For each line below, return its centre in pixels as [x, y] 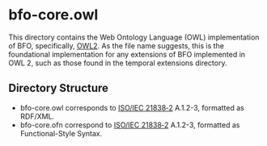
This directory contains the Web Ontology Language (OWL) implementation [134, 37]
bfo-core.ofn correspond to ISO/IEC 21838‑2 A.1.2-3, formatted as [130, 125]
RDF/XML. [37, 116]
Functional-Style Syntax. [61, 133]
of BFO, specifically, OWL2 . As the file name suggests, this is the [117, 45]
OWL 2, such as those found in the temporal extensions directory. [118, 63]
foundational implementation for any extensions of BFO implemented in [127, 54]
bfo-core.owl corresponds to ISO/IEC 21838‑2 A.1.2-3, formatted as [132, 107]
